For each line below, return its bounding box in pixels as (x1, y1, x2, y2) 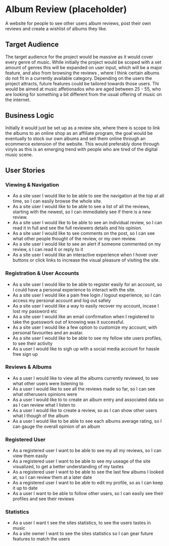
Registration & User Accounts (5, 270, 79, 277)
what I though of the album (12, 413, 69, 419)
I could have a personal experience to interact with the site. (12, 286, 136, 292)
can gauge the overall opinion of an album (12, 423, 100, 429)
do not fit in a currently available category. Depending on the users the (5, 75, 152, 81)
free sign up (12, 351, 38, 357)
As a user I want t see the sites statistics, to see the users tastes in (12, 520, 151, 526)
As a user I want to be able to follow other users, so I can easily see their (12, 490, 164, 497)
